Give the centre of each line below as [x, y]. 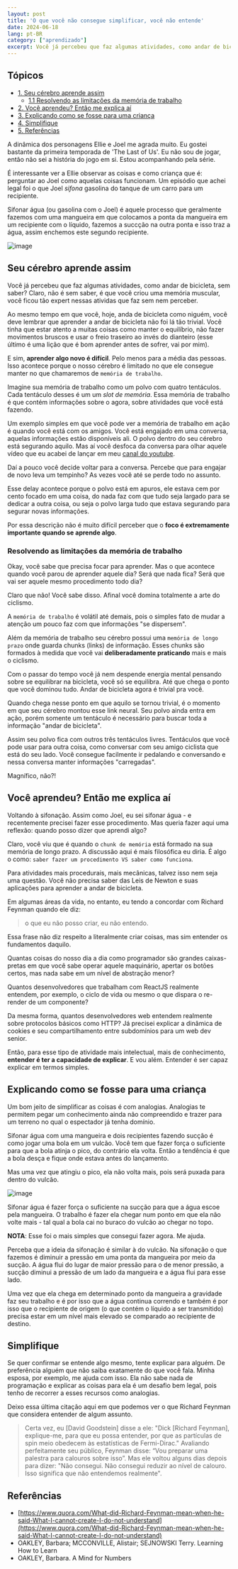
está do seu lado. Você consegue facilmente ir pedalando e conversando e [117, 754]
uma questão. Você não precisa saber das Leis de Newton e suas [103, 880]
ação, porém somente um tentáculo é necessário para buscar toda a [107, 718]
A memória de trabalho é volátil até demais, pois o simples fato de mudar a [116, 616]
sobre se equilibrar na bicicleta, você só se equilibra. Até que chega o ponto [118, 682]
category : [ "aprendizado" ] [47, 40]
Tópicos [25, 76]
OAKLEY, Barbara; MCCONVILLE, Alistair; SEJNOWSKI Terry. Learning [120, 1543]
